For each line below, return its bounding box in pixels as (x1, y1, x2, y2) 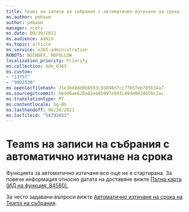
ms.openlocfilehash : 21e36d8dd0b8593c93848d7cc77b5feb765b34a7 (6, 85, 164, 91)
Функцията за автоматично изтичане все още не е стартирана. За (6, 170, 172, 177)
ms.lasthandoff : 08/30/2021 (6, 107, 75, 113)
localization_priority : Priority (6, 58, 88, 63)
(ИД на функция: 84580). (6, 182, 69, 189)
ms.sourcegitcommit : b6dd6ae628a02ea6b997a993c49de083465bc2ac (6, 90, 164, 96)
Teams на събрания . (6, 200, 57, 207)
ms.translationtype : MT (6, 96, 65, 102)
